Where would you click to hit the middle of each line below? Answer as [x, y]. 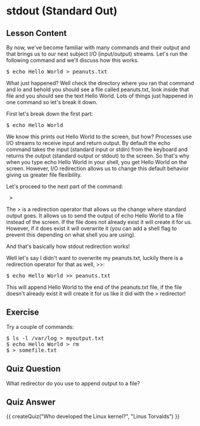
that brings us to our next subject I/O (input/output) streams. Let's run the [97, 54]
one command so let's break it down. [52, 102]
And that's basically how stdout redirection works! [68, 246]
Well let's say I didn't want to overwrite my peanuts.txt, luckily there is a [95, 258]
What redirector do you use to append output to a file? [73, 383]
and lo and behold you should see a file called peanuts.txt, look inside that [98, 89]
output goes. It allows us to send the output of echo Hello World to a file [95, 216]
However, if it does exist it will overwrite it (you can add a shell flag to [92, 228]
